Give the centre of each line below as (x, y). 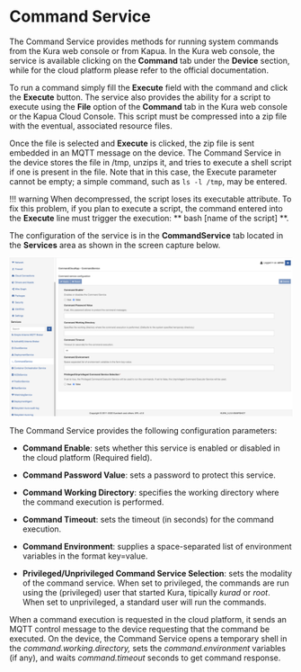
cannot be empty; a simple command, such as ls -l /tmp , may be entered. (148, 181)
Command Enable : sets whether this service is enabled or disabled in (151, 448)
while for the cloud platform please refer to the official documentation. (139, 70)
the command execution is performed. (93, 502)
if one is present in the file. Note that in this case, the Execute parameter (143, 172)
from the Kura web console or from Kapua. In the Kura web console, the (142, 50)
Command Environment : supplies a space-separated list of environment (157, 547)
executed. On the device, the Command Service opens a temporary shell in (148, 639)
